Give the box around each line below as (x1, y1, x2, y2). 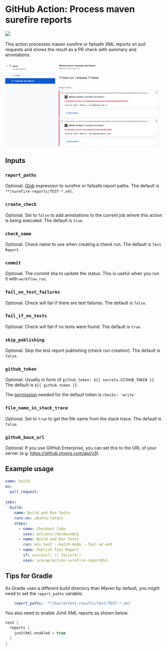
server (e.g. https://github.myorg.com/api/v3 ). (5, 450, 100, 456)
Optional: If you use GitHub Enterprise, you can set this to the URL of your (5, 445, 157, 451)
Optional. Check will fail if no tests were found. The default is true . (5, 323, 142, 329)
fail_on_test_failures (5, 289, 60, 295)
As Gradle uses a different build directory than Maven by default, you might (5, 585, 160, 591)
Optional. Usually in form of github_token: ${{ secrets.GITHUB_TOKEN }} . (5, 377, 156, 383)
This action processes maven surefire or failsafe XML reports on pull (5, 41, 146, 47)
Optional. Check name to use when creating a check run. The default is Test (5, 241, 162, 247)
